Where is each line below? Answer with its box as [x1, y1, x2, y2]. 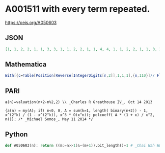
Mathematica [5, 60, 47, 69]
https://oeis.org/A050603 [5, 20, 57, 25]
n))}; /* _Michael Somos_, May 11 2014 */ [5, 117, 93, 122]
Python [5, 130, 28, 138]
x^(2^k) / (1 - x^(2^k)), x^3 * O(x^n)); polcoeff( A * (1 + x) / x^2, [5, 112, 155, 118]
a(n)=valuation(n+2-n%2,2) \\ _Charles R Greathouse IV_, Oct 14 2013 [5, 100, 153, 105]
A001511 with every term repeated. [5, 3, 150, 15]
